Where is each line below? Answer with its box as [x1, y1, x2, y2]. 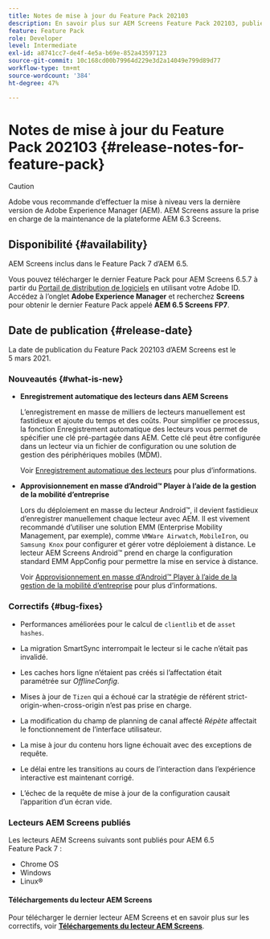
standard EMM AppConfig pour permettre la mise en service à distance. [19, 557, 259, 566]
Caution [8, 182, 35, 192]
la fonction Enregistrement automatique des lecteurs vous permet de [19, 424, 247, 434]
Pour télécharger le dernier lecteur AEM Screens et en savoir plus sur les [8, 912, 250, 922]
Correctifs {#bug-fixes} [8, 601, 103, 612]
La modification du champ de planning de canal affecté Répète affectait [19, 715, 257, 725]
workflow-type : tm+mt [8, 64, 81, 72]
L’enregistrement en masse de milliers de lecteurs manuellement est [19, 407, 246, 417]
